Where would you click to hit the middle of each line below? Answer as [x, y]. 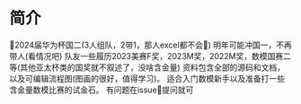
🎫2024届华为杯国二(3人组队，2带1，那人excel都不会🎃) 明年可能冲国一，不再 [150, 45]
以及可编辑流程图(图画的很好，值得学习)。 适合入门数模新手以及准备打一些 [147, 78]
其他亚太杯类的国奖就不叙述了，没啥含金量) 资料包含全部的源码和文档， [153, 67]
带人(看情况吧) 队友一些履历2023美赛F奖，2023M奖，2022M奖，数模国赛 [146, 56]
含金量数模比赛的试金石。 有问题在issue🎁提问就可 [102, 90]
